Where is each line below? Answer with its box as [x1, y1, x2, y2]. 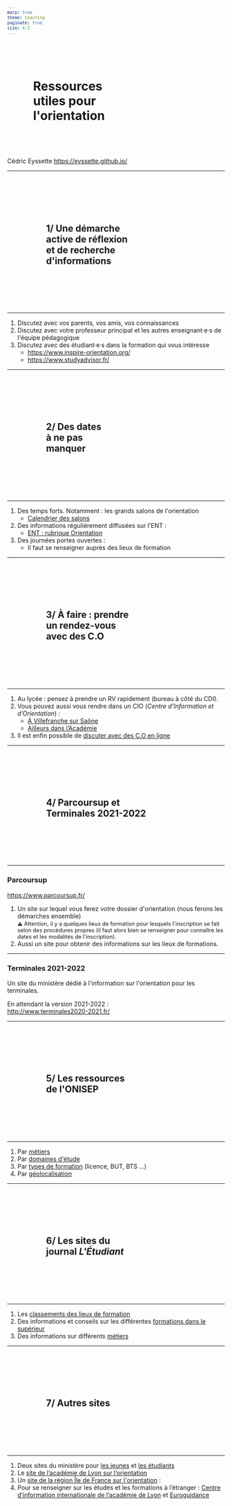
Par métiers [17, 1147, 50, 1155]
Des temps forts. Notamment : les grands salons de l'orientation [17, 506, 199, 515]
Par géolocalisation [17, 1169, 72, 1178]
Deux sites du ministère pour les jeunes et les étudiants [17, 1461, 175, 1469]
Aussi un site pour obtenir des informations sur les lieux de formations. [17, 939, 219, 948]
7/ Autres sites [46, 1397, 110, 1409]
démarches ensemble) [17, 912, 81, 920]
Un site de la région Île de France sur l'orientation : [17, 1476, 161, 1484]
